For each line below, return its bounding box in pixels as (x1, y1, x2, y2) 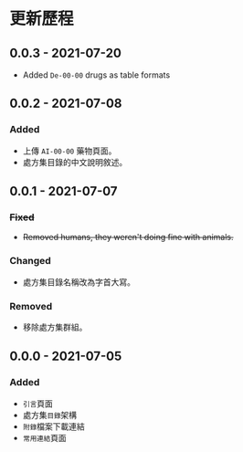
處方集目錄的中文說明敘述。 (22, 156, 128, 167)
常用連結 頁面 (22, 432, 67, 443)
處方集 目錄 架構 (22, 409, 78, 420)
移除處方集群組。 (22, 321, 88, 332)
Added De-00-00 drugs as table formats (22, 69, 171, 80)
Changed (9, 255, 52, 268)
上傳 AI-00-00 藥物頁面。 (22, 145, 117, 156)
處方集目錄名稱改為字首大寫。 (22, 276, 135, 288)
